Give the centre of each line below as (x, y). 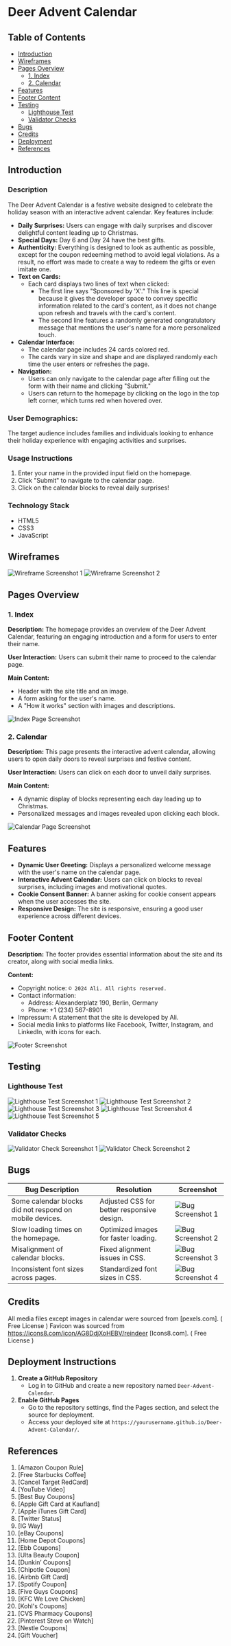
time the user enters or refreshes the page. (89, 364)
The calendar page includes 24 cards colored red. (99, 349)
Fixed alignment (125, 1249)
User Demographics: (43, 418)
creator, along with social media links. (61, 961)
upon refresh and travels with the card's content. (107, 312)
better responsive (128, 1209)
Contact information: (47, 995)
